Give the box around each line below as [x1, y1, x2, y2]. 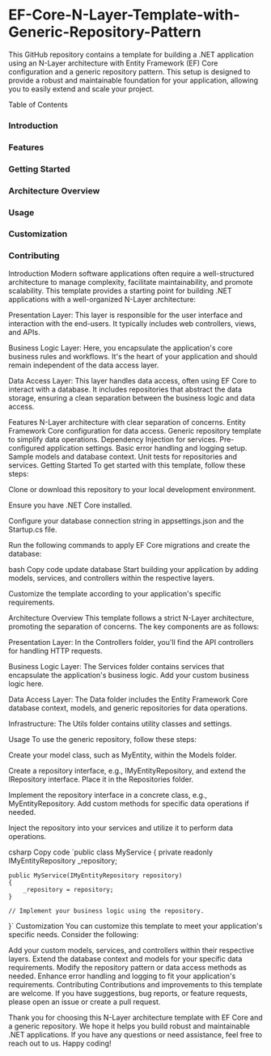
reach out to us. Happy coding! [8, 1038, 112, 1048]
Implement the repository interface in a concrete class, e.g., [8, 790, 208, 799]
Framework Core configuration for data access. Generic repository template [8, 426, 261, 435]
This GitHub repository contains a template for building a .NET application [8, 49, 254, 59]
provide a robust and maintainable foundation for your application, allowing [8, 75, 259, 85]
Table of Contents [8, 100, 69, 109]
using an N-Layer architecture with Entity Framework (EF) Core [8, 58, 218, 68]
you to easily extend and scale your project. [8, 83, 155, 94]
